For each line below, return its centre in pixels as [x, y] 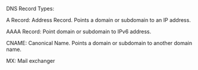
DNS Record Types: [30, 9]
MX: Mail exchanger [31, 61]
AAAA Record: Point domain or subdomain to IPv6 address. [79, 31]
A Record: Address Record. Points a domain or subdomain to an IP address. [99, 20]
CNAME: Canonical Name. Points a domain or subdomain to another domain [99, 43]
